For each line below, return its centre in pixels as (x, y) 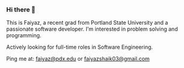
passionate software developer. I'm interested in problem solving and (92, 29)
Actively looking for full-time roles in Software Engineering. (80, 47)
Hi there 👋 (21, 10)
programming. (24, 36)
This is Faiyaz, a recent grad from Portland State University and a (87, 23)
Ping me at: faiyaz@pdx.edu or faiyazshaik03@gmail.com (78, 59)
